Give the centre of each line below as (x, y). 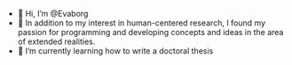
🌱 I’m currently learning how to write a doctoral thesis (115, 51)
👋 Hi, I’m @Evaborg (53, 14)
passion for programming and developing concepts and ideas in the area (150, 32)
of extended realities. (56, 41)
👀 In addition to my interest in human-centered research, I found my (142, 23)
